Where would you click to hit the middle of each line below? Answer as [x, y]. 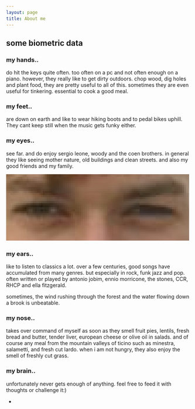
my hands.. [23, 60]
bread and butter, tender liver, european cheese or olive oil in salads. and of [97, 337]
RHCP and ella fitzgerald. [36, 285]
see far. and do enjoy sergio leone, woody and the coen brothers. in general [97, 153]
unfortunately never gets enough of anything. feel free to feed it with [89, 384]
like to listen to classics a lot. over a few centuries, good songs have [88, 266]
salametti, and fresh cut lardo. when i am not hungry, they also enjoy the [93, 350]
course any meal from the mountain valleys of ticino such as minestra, [91, 343]
